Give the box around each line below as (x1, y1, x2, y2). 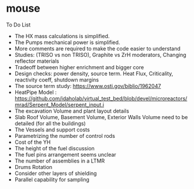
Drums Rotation (14, 163, 53, 170)
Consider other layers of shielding (14, 170, 97, 177)
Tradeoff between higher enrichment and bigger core (14, 63, 144, 70)
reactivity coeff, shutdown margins (14, 76, 99, 83)
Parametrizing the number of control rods (14, 132, 116, 139)
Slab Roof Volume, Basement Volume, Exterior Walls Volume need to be (14, 113, 188, 120)
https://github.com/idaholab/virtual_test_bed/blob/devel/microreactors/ (14, 95, 188, 102)
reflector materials (14, 58, 59, 65)
